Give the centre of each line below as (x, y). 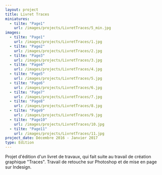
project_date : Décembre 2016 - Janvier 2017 (51, 138)
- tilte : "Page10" (29, 120)
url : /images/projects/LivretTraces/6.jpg (58, 87)
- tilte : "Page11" (29, 129)
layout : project (22, 10)
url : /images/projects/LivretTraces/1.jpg (58, 42)
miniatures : (17, 19)
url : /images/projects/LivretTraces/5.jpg (58, 78)
